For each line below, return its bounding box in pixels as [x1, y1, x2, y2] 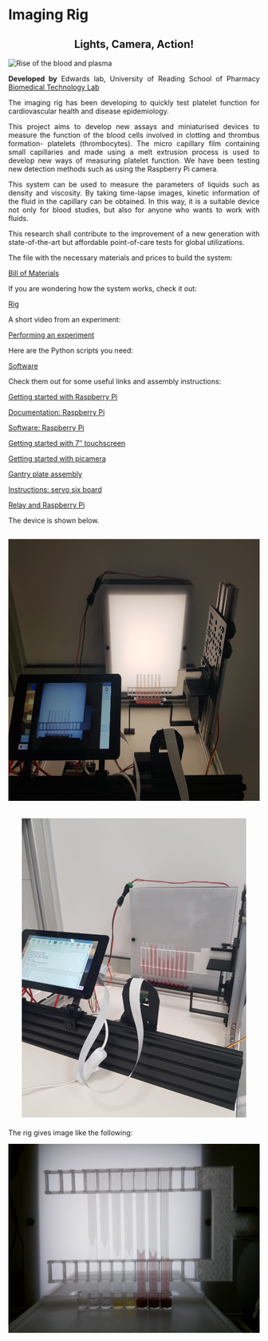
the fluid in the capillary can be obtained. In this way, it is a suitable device [8, 197, 260, 206]
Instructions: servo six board [8, 485, 102, 494]
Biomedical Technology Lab [8, 82, 100, 92]
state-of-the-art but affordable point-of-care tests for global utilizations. [8, 238, 245, 247]
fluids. [8, 214, 30, 223]
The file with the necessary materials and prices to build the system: [8, 253, 233, 262]
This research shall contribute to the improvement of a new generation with [8, 229, 260, 239]
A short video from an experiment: [8, 315, 121, 324]
